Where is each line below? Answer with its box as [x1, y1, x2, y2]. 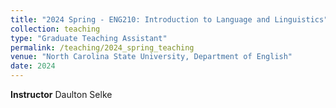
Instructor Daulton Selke [10, 89, 113, 100]
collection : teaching [10, 24, 101, 34]
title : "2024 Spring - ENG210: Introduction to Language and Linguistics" [10, 14, 329, 25]
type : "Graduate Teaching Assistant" [10, 33, 168, 43]
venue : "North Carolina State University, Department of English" [10, 52, 293, 62]
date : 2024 [10, 61, 56, 71]
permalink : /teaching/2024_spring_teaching [10, 42, 195, 53]
